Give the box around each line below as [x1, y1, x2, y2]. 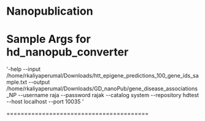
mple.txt [6, 78, 28, 86]
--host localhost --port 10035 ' [6, 98, 84, 105]
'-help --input [6, 65, 41, 73]
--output [28, 78, 50, 86]
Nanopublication [6, 4, 93, 18]
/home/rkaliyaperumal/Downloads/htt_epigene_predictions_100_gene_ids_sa [6, 72, 199, 79]
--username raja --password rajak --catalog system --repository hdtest [18, 92, 199, 99]
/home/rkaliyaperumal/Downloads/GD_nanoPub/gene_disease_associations [6, 85, 198, 92]
